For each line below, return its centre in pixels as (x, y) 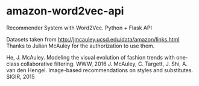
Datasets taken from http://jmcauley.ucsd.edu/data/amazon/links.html (93, 39)
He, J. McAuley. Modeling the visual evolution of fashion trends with (90, 57)
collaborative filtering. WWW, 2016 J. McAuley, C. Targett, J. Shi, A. (104, 64)
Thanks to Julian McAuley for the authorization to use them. (81, 46)
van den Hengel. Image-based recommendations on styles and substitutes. (100, 70)
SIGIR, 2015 (21, 76)
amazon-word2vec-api (65, 11)
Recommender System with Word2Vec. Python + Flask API (79, 28)
